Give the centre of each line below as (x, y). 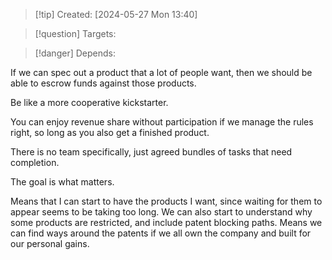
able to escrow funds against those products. (103, 83)
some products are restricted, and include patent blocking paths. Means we (166, 222)
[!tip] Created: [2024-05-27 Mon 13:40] (116, 14)
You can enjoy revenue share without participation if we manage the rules (162, 122)
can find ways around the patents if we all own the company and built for (161, 233)
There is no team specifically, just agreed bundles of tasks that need (151, 152)
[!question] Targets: (75, 33)
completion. (35, 162)
